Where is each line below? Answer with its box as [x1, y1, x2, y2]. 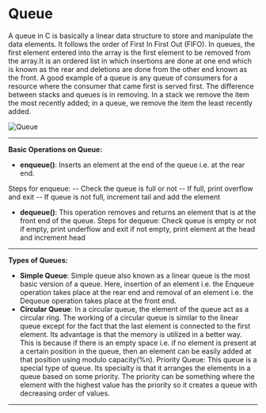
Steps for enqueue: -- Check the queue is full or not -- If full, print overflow [8, 184, 253, 193]
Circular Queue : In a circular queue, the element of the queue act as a [19, 304, 249, 313]
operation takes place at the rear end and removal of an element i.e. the [19, 287, 253, 297]
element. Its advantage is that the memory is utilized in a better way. [19, 329, 243, 339]
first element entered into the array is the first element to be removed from [8, 47, 251, 57]
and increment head [19, 233, 85, 242]
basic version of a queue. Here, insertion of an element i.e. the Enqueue [19, 278, 255, 289]
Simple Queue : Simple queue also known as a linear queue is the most [19, 271, 251, 280]
